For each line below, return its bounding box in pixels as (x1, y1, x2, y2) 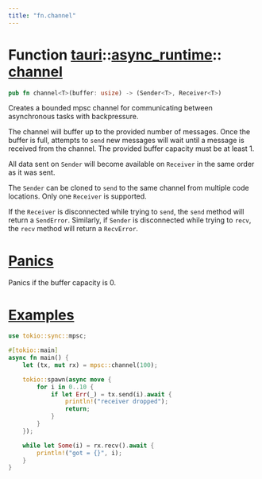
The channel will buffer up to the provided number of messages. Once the (8, 127, 251, 137)
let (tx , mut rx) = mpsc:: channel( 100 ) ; (22, 361, 158, 369)
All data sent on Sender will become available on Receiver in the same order (8, 160, 255, 169)
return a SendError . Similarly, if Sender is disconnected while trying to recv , (8, 215, 252, 225)
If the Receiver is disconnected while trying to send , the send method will (8, 207, 245, 217)
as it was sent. (8, 168, 56, 177)
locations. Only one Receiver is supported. (8, 191, 147, 201)
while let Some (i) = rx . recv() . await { (22, 442, 155, 450)
